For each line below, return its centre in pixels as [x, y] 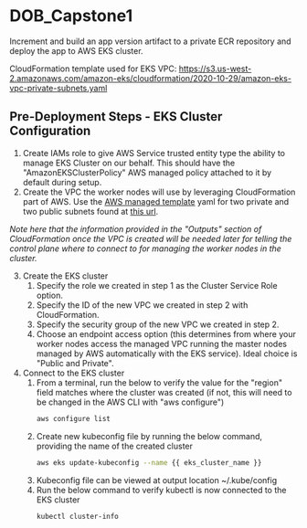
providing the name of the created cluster [115, 446]
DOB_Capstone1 [71, 16]
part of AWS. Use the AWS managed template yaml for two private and [156, 201]
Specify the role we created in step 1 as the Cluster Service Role [157, 285]
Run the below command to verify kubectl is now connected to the [161, 490]
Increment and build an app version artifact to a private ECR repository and [150, 41]
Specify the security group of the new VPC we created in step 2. [158, 324]
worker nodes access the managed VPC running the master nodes [162, 343]
